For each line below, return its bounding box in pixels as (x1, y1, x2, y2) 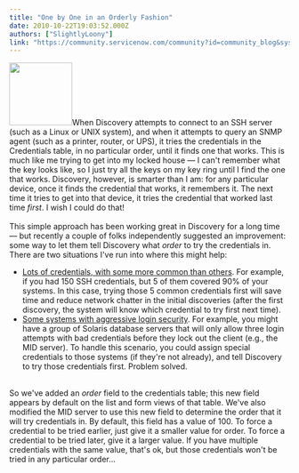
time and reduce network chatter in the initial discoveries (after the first (21, 295, 283, 306)
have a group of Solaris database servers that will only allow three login (21, 324, 285, 334)
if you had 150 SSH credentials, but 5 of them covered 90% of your (21, 277, 269, 287)
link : (9, 37, 29, 47)
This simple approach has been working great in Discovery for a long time (9, 221, 280, 232)
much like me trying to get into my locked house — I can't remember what (9, 155, 280, 165)
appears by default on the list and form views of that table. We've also (9, 397, 266, 408)
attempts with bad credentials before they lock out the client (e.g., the (21, 333, 279, 343)
